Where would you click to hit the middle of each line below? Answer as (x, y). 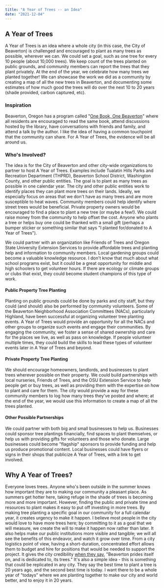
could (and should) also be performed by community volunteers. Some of (79, 306)
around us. (16, 142)
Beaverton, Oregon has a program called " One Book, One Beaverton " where (82, 116)
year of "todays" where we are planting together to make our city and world (81, 575)
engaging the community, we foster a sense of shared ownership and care (80, 332)
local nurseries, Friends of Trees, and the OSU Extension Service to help (78, 380)
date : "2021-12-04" (25, 14)
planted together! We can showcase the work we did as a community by (78, 77)
